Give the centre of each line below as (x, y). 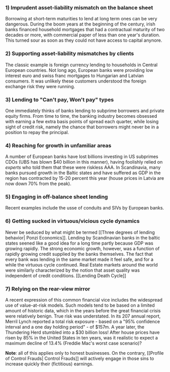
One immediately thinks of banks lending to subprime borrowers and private (85, 111)
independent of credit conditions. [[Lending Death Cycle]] (66, 275)
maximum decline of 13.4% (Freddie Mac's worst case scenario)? (74, 343)
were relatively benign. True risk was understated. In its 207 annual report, (83, 316)
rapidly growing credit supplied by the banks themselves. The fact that (79, 254)
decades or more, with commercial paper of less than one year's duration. (83, 35)
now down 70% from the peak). (38, 184)
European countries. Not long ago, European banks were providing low (79, 70)
